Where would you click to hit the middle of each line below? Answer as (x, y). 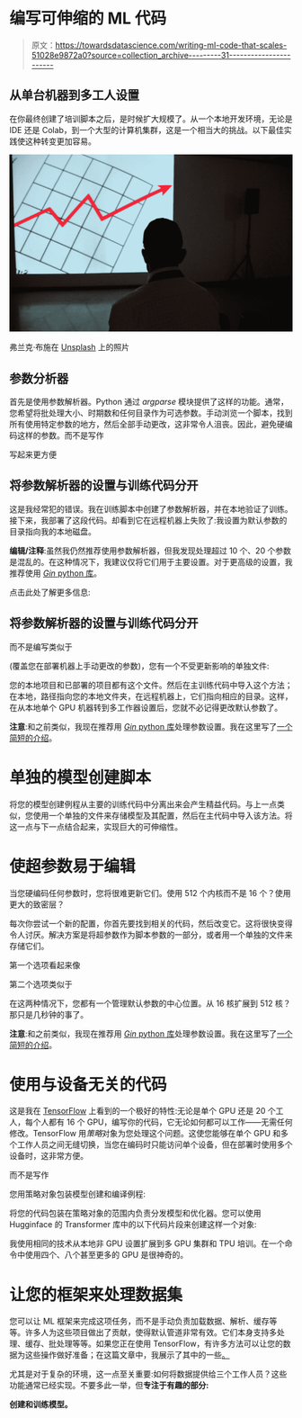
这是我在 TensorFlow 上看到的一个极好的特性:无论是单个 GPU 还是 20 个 (142, 1111)
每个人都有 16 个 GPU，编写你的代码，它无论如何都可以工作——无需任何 (159, 1122)
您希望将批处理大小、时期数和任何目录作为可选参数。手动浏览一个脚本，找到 (151, 413)
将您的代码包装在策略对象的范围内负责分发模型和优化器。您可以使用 (135, 1213)
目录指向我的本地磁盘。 (53, 531)
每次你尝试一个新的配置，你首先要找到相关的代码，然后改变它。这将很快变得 (151, 923)
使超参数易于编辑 (73, 866)
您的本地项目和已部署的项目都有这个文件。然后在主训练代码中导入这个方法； (151, 685)
